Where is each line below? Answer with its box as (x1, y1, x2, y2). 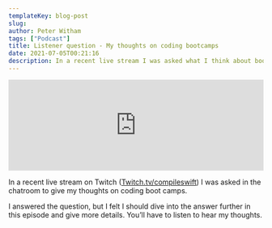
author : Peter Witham (8, 27, 82, 35)
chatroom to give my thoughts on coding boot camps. (8, 185, 188, 195)
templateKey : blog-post (8, 11, 89, 20)
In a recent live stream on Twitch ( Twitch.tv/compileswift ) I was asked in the (8, 177, 261, 187)
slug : (8, 19, 27, 27)
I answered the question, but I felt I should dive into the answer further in (8, 201, 251, 211)
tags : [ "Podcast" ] (8, 34, 70, 43)
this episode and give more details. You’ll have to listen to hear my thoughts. (8, 209, 263, 219)
